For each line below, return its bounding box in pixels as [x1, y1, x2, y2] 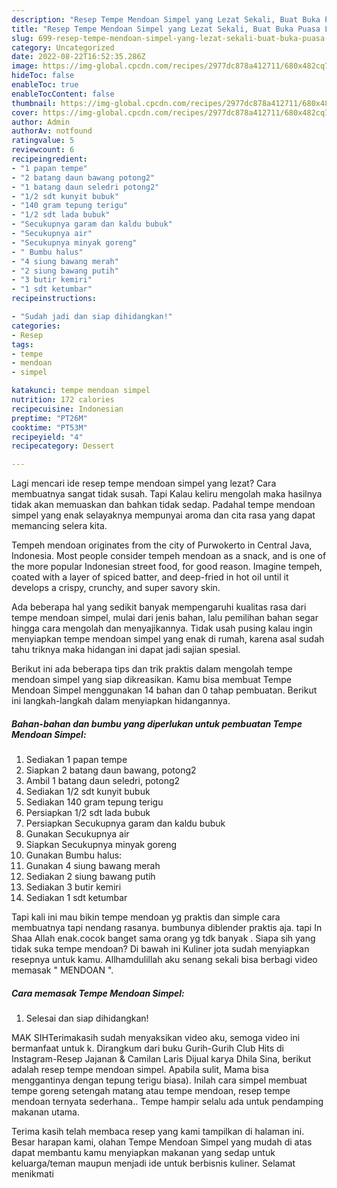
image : [11, 61, 39, 71]
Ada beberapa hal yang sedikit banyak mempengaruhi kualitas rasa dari [11, 601, 307, 613]
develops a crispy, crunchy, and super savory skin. [11, 582, 221, 594]
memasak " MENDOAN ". [11, 964, 114, 976]
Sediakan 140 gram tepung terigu [25, 796, 164, 808]
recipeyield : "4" [11, 432, 84, 442]
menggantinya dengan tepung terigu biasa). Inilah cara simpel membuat [11, 1074, 308, 1086]
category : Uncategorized [11, 42, 115, 53]
